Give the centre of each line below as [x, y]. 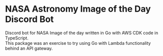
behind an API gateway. [29, 48]
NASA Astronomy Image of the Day [78, 9]
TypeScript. [17, 38]
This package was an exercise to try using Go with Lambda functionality [78, 43]
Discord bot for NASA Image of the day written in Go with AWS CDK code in [82, 33]
